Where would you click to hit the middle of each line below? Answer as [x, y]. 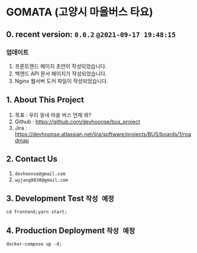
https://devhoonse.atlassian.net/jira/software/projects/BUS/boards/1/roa [103, 134]
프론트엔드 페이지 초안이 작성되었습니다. [61, 66]
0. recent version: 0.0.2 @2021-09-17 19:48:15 [91, 34]
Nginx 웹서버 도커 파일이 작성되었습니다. [61, 81]
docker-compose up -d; [34, 244]
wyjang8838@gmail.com [41, 180]
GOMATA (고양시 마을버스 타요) [80, 12]
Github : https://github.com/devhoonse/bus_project [77, 121]
